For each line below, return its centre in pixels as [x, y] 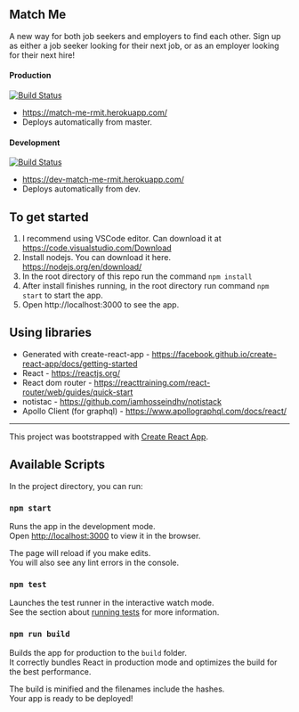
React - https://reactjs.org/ [71, 372]
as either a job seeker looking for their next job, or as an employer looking [144, 45]
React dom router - [57, 382]
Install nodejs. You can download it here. [97, 258]
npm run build [40, 634]
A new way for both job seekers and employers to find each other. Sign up [145, 36]
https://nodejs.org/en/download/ [82, 267]
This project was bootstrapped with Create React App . [109, 437]
